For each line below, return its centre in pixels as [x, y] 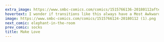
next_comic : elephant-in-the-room [40, 23]
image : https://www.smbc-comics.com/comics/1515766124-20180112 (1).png [81, 18]
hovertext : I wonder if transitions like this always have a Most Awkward [83, 14]
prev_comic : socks [24, 28]
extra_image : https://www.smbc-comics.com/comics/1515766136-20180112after [84, 9]
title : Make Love [23, 32]
